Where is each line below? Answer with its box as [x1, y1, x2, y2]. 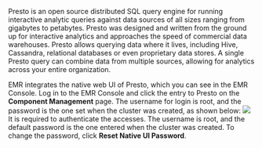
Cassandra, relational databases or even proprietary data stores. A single [8, 49, 245, 57]
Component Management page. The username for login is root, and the [8, 97, 242, 106]
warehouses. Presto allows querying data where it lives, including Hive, [8, 40, 238, 49]
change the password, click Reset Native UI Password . [8, 131, 187, 140]
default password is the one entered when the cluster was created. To [8, 123, 235, 132]
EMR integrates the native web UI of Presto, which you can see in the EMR [8, 80, 249, 89]
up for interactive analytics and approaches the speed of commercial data [8, 31, 247, 41]
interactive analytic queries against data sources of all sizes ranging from [8, 15, 246, 24]
